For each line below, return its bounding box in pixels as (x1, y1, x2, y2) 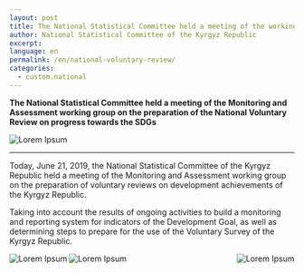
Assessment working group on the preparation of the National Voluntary (9, 106, 288, 118)
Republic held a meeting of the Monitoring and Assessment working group (9, 170, 287, 180)
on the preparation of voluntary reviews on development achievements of (9, 179, 283, 190)
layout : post (9, 13, 59, 23)
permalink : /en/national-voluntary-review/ (9, 55, 176, 64)
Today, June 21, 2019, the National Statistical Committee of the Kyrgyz (9, 160, 271, 171)
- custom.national (17, 73, 88, 82)
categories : (9, 64, 54, 73)
